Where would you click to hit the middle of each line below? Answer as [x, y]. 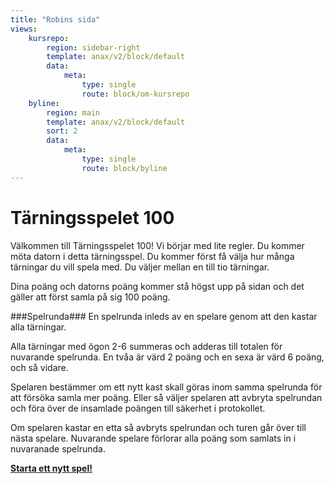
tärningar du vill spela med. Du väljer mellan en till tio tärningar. [140, 267]
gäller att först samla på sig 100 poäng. [90, 297]
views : [24, 29]
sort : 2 [62, 131]
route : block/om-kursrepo [135, 94]
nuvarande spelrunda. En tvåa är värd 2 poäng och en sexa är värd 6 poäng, [167, 357]
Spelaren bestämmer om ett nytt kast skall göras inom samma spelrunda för [166, 387]
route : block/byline [124, 168]
